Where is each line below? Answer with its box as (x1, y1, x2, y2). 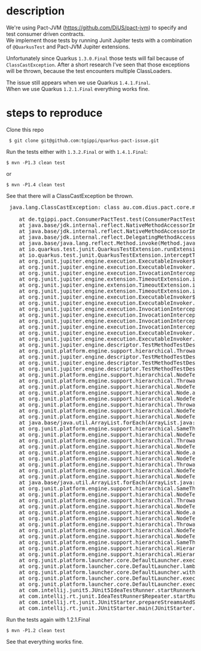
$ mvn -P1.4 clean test (6, 181, 66, 188)
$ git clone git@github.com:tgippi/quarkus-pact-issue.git (8, 138, 160, 144)
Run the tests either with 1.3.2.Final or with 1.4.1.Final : (6, 148, 148, 155)
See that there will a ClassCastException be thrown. (6, 192, 133, 199)
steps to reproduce (6, 107, 103, 120)
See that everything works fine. (6, 638, 84, 645)
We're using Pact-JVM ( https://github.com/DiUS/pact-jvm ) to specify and (6, 24, 187, 31)
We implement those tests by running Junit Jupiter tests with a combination (6, 36, 193, 44)
